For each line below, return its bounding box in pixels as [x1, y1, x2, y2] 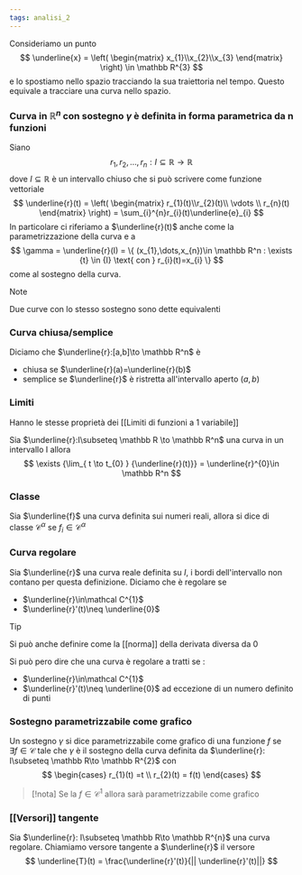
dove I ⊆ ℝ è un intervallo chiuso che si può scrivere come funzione [9, 173, 262, 185]
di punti [22, 692, 51, 704]
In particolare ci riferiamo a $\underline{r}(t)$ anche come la [9, 222, 234, 233]
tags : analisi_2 [9, 13, 70, 23]
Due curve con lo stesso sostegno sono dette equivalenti [9, 304, 221, 315]
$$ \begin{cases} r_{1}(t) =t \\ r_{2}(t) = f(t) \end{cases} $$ [41, 769, 261, 780]
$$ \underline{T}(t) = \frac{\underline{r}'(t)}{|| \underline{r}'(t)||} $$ [25, 856, 278, 867]
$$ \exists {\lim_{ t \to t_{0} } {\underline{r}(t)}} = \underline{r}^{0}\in [23, 457, 279, 469]
